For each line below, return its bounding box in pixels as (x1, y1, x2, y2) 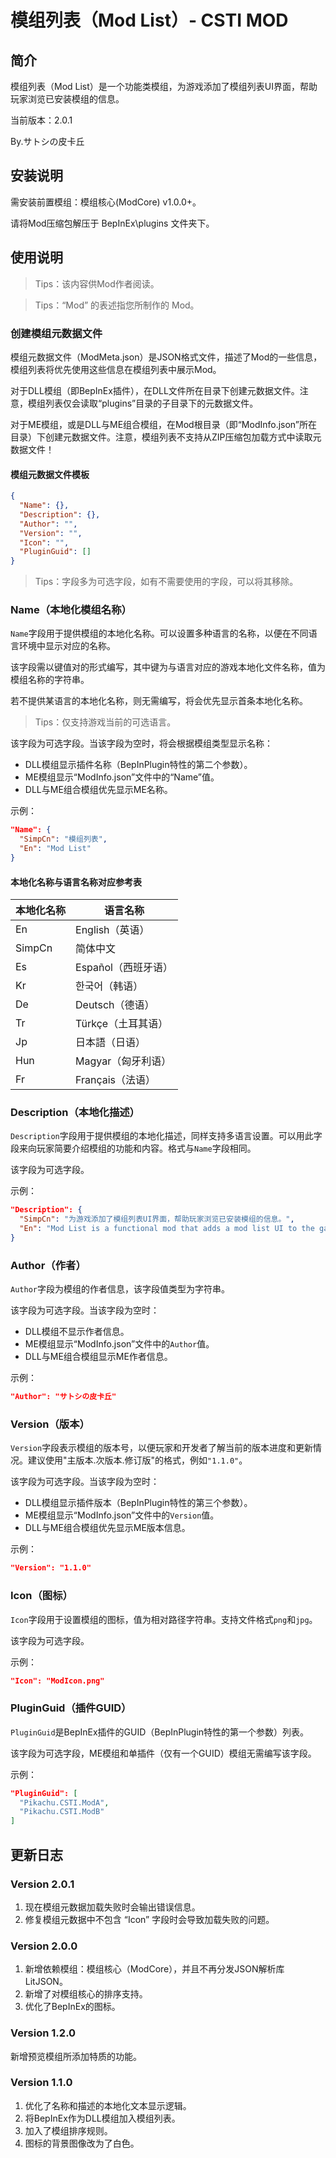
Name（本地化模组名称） (10, 603, 132, 617)
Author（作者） (10, 1258, 87, 1272)
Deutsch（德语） (75, 998, 155, 1012)
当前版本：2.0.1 (10, 114, 73, 126)
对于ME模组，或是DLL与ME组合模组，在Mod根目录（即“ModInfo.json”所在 (10, 418, 318, 430)
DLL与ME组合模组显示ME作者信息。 (24, 1351, 173, 1363)
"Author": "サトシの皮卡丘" (10, 1392, 117, 1402)
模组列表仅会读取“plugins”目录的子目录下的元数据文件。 (27, 397, 259, 409)
